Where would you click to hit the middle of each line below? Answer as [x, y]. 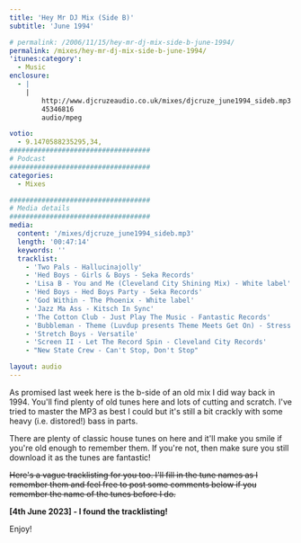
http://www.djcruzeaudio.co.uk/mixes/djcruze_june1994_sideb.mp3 [167, 101]
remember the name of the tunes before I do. [93, 494]
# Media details [40, 209]
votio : [22, 134]
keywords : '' [42, 250]
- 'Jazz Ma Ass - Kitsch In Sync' [90, 308]
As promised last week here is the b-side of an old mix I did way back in [142, 392]
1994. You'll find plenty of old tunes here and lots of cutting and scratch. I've [150, 402]
